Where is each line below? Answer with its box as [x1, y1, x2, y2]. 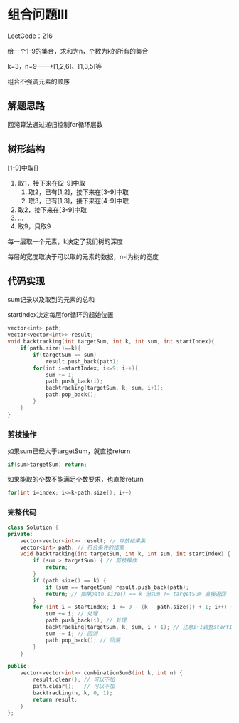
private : [7, 530, 33, 537]
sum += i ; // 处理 [45, 610, 98, 617]
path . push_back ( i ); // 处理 [45, 617, 127, 625]
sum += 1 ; [45, 371, 75, 378]
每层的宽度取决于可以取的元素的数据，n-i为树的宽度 [7, 252, 159, 261]
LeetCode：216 [7, 31, 53, 40]
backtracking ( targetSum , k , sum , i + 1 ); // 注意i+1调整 [45, 624, 213, 631]
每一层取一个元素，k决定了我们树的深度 [7, 237, 123, 246]
